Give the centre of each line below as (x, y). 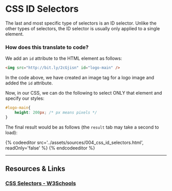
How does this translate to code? (47, 47)
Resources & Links (35, 169)
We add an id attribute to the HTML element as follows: (64, 58)
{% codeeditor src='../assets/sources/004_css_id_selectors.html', (74, 142)
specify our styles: (25, 98)
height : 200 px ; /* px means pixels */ (56, 112)
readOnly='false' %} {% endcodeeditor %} (50, 148)
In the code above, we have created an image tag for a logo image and (80, 78)
